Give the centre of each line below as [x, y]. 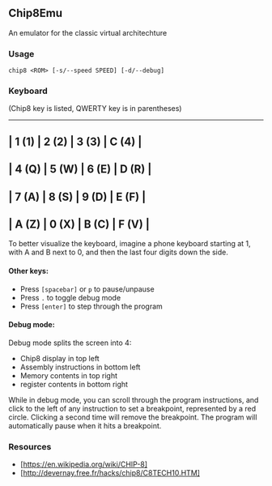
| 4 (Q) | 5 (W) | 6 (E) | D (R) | [80, 169]
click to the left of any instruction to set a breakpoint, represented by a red [132, 408]
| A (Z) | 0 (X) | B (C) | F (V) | [79, 224]
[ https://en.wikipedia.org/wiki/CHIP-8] [84, 464]
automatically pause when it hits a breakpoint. [85, 425]
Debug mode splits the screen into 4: [70, 343]
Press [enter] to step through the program [91, 306]
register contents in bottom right [74, 384]
